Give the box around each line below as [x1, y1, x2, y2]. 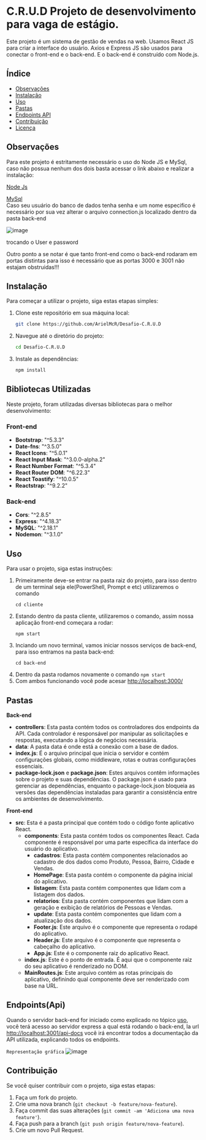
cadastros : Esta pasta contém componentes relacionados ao [33, 852, 188, 859]
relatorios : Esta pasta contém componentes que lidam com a [33, 897, 188, 905]
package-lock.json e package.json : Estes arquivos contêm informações [15, 769, 200, 776]
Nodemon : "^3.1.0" [15, 531, 63, 538]
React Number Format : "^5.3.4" [15, 463, 96, 470]
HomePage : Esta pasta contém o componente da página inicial [33, 871, 193, 879]
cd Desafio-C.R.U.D [15, 344, 66, 351]
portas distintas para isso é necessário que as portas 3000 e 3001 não [6, 257, 185, 264]
